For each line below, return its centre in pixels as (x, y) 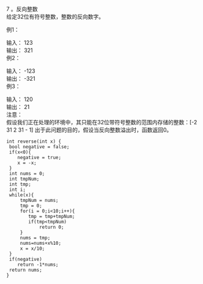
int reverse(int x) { (34, 141)
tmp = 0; (31, 206)
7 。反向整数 (22, 9)
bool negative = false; (39, 147)
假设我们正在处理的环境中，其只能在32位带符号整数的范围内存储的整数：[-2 (102, 122)
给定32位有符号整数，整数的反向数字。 (55, 17)
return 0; (51, 227)
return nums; (26, 270)
